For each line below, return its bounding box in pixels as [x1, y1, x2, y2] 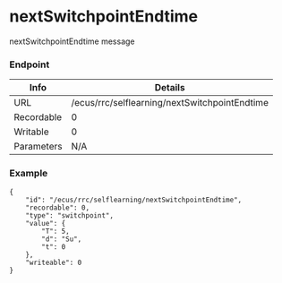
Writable [13, 125, 49, 138]
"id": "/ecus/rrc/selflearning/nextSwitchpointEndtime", [25, 195, 243, 204]
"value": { [25, 219, 66, 227]
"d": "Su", [41, 235, 82, 244]
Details [154, 81, 185, 94]
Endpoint [9, 58, 50, 71]
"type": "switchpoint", [25, 210, 115, 220]
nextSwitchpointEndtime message [9, 36, 135, 47]
